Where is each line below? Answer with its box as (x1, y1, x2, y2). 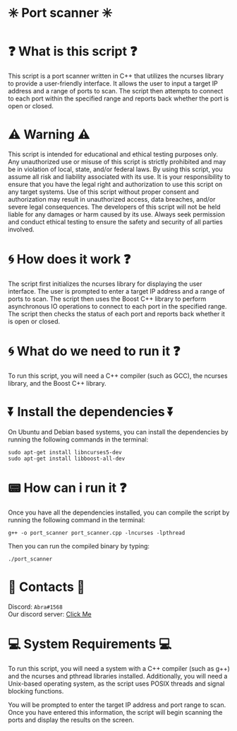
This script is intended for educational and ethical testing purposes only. (8, 150, 218, 159)
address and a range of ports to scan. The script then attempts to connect (8, 87, 224, 96)
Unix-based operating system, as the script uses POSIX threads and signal (8, 679, 225, 688)
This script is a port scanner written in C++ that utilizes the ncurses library (8, 71, 224, 81)
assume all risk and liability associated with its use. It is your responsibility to (8, 173, 231, 181)
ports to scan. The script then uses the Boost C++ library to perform (8, 294, 207, 303)
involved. (8, 225, 35, 234)
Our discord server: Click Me (8, 609, 92, 618)
